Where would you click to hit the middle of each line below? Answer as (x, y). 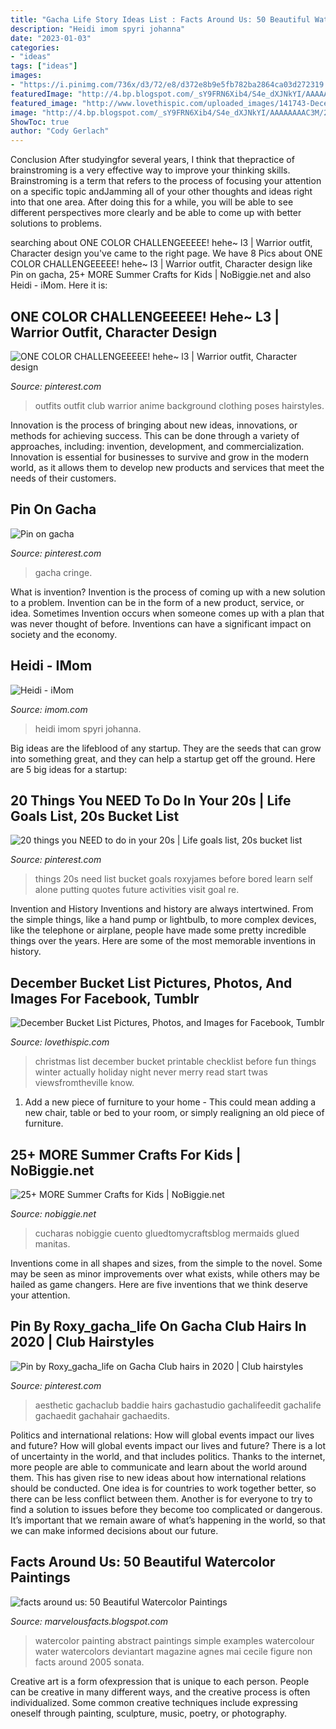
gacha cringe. (63, 572)
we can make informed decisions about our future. (114, 1530)
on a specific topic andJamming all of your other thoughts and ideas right (161, 192)
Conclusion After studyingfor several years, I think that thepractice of (152, 160)
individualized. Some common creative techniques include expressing (154, 1702)
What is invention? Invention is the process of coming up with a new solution (168, 592)
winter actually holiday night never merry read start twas (151, 1072)
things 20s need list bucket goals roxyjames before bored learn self (174, 879)
